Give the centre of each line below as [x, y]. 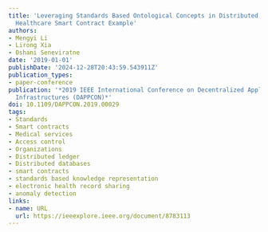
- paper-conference [41, 82]
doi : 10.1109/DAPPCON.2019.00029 [64, 104]
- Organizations [35, 149]
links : [19, 201]
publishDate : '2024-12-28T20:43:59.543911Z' [83, 68]
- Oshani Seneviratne [44, 53]
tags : [17, 112]
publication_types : [41, 75]
